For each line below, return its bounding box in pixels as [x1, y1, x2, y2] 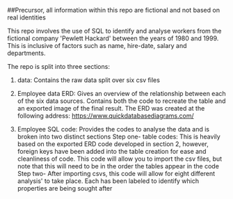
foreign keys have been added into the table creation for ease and [17, 148, 207, 155]
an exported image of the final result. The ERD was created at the [17, 104, 205, 112]
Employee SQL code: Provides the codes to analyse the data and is [17, 125, 210, 133]
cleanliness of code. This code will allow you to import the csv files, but [17, 154, 223, 163]
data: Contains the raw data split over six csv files [17, 76, 160, 84]
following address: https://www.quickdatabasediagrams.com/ [17, 111, 194, 120]
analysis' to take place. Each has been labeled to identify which [17, 177, 200, 185]
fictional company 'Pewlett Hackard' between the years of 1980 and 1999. [7, 34, 219, 42]
